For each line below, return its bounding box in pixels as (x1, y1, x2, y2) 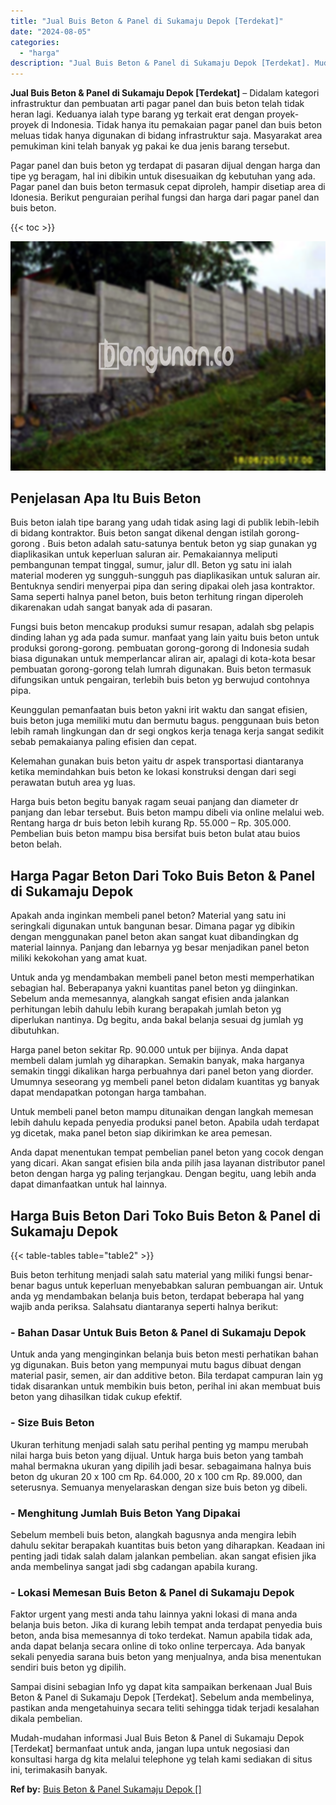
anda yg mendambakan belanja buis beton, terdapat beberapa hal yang (10, 1290, 305, 1302)
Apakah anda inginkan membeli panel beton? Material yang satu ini (10, 910, 287, 922)
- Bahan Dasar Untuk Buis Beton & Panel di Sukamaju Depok (10, 1326, 307, 1340)
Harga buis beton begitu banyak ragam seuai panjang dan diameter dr (10, 796, 299, 808)
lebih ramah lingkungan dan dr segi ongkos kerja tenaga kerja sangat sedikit (10, 725, 325, 737)
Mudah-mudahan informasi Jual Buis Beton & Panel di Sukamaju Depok (10, 1732, 305, 1744)
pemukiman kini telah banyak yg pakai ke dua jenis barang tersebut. (10, 140, 290, 152)
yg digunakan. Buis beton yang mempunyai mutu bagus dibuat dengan (10, 1359, 302, 1371)
